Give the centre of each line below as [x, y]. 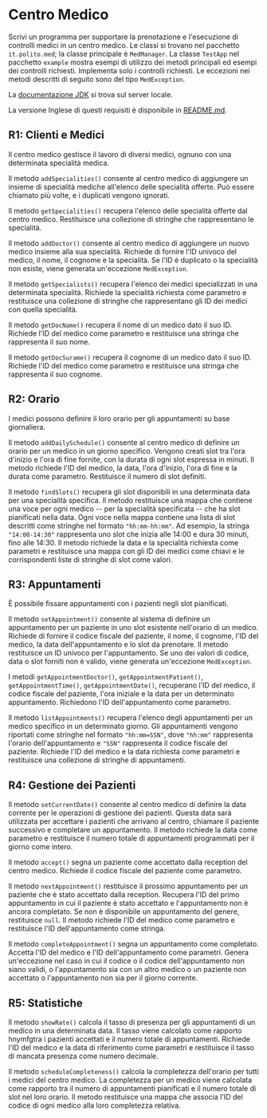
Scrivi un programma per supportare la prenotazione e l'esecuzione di [124, 37]
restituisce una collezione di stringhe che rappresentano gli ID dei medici [128, 301]
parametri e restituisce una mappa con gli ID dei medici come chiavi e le [126, 551]
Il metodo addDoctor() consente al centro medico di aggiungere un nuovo [129, 243]
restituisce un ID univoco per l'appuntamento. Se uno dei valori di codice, [129, 653]
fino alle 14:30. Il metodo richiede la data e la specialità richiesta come [124, 542]
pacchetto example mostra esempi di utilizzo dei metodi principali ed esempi [133, 62]
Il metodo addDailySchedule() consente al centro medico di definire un [124, 442]
